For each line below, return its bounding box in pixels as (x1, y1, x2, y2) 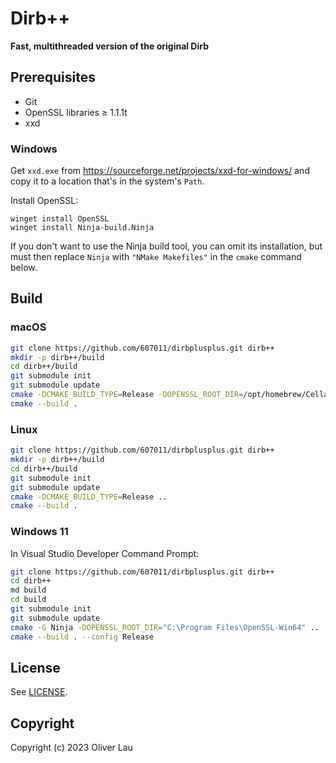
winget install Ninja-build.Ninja (10, 223, 155, 233)
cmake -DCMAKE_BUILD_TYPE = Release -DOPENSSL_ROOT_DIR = (10, 390, 244, 400)
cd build (10, 595, 47, 605)
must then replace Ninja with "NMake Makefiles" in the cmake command (10, 251, 302, 263)
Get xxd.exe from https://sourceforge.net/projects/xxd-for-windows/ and (10, 165, 310, 177)
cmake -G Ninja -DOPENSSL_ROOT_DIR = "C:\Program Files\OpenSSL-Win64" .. (10, 622, 320, 632)
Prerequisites (10, 69, 96, 86)
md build (10, 585, 47, 596)
